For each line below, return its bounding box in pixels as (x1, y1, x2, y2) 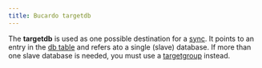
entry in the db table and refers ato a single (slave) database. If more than (8, 42, 252, 52)
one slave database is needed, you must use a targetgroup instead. (8, 50, 231, 60)
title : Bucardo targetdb (8, 11, 91, 20)
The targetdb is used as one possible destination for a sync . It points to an (8, 34, 255, 43)
